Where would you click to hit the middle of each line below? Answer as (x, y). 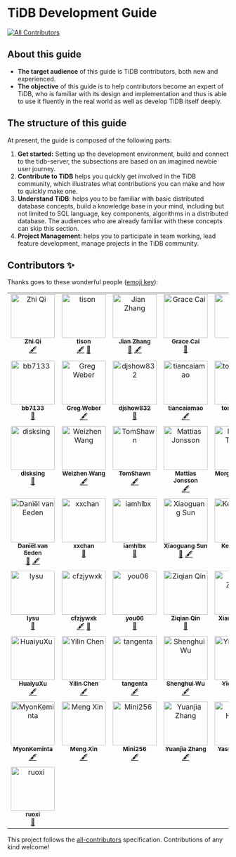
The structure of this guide (67, 123)
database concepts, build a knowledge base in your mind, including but (121, 206)
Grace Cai (186, 341)
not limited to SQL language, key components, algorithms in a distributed (123, 213)
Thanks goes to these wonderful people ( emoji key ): (83, 282)
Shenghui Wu (185, 684)
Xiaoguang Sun (186, 546)
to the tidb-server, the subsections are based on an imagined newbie (117, 161)
